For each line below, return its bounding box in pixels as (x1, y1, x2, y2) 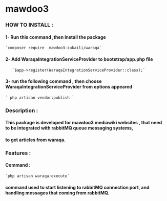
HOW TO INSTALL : (5, 21, 54, 29)
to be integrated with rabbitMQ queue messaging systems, (5, 125, 133, 131)
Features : (5, 149, 31, 157)
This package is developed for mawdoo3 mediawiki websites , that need (5, 120, 162, 126)
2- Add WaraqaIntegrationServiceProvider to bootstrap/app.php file (5, 56, 153, 62)
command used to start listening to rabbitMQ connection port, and (5, 184, 150, 190)
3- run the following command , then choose (5, 78, 102, 84)
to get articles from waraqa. (5, 137, 66, 143)
